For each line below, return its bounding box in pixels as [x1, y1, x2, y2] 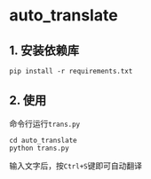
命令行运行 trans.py [9, 118, 81, 128]
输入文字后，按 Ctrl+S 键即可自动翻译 [9, 160, 142, 171]
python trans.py [9, 144, 69, 152]
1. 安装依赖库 [9, 43, 80, 58]
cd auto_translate [9, 136, 77, 144]
